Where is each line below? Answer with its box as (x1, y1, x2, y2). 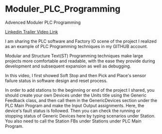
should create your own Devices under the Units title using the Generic (5, 92, 146, 98)
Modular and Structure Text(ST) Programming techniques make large (5, 52, 143, 59)
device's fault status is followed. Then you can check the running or (5, 108, 141, 114)
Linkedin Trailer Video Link (5, 29, 58, 34)
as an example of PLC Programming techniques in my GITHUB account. (5, 43, 148, 49)
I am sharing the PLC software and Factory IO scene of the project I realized (5, 38, 157, 44)
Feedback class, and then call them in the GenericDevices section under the (5, 97, 158, 103)
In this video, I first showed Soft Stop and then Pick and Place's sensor (5, 72, 146, 78)
